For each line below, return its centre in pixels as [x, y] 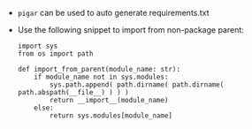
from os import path [55, 54]
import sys [38, 46]
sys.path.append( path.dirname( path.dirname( [137, 85]
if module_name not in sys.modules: [101, 77]
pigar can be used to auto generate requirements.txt [113, 13]
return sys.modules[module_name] [111, 116]
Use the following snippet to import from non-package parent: [131, 30]
